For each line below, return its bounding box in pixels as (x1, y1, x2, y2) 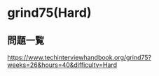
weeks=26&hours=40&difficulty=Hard (7, 61, 118, 69)
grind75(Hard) (7, 5, 92, 21)
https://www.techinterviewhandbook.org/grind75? (7, 54, 152, 61)
